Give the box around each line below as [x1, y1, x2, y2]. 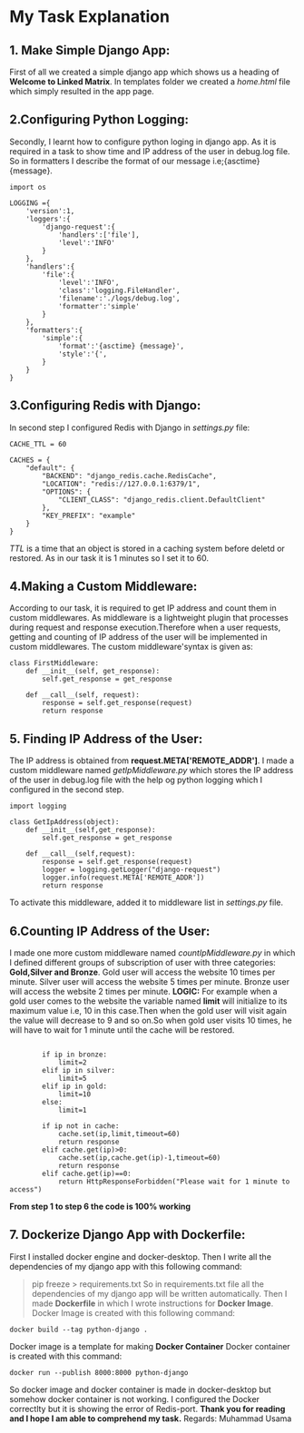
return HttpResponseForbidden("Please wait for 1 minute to [57, 1177, 290, 1186]
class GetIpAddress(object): [9, 818, 120, 827]
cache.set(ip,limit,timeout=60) [57, 1130, 181, 1139]
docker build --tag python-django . [9, 1325, 148, 1334]
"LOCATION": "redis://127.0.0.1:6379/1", [42, 479, 201, 488]
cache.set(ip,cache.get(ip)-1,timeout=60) [57, 1153, 221, 1163]
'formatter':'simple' [57, 301, 141, 310]
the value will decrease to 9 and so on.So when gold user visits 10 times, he [9, 1015, 292, 1026]
